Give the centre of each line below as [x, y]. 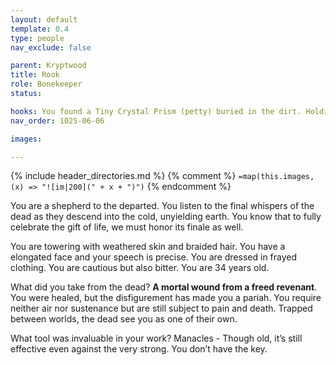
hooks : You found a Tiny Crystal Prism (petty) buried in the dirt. [156, 111]
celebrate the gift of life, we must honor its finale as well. [127, 227]
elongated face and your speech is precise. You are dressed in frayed [154, 257]
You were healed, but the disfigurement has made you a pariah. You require [166, 298]
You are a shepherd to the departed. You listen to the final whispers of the [162, 206]
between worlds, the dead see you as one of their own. [124, 319]
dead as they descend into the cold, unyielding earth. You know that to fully [166, 217]
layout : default [44, 19]
